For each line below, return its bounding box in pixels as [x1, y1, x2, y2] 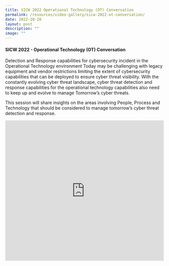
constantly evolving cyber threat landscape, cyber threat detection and [5, 79, 152, 85]
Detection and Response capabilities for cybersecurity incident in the [5, 58, 148, 64]
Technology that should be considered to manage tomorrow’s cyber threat [5, 105, 159, 111]
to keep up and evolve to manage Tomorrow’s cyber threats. [5, 90, 130, 96]
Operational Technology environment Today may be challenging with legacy [5, 63, 163, 69]
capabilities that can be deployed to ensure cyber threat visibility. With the [5, 74, 159, 80]
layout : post [5, 21, 33, 27]
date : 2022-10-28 [5, 17, 42, 22]
